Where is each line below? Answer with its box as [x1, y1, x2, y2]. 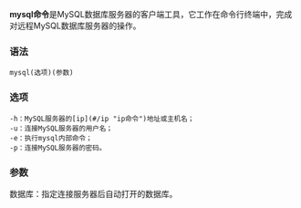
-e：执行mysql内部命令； [9, 133, 93, 142]
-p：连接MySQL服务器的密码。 [9, 143, 107, 152]
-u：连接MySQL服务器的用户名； [9, 123, 113, 133]
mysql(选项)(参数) [9, 68, 74, 78]
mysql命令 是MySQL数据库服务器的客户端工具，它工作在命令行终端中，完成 [9, 9, 293, 19]
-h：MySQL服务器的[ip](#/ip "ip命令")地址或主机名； [9, 114, 194, 123]
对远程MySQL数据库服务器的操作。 [9, 20, 141, 31]
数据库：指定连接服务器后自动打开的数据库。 [9, 188, 178, 199]
